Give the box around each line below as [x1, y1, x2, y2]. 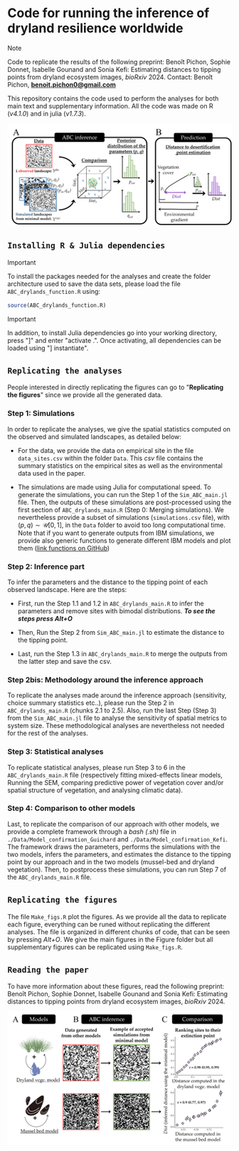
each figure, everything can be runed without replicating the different [7, 920, 211, 929]
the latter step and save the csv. [17, 657, 112, 665]
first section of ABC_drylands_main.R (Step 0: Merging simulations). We [17, 505, 224, 514]
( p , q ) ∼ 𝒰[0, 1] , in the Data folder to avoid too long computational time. [17, 521, 225, 529]
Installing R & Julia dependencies [7, 240, 166, 251]
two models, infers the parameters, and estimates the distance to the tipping [7, 850, 231, 859]
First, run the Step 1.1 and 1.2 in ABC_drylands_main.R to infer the [17, 599, 204, 608]
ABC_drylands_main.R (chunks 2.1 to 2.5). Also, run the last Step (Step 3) [7, 706, 217, 715]
